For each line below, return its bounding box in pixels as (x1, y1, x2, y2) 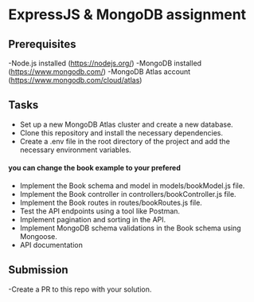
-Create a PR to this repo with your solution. (8, 284, 152, 294)
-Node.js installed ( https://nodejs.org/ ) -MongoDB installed (8, 58, 201, 68)
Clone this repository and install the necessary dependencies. (19, 127, 223, 137)
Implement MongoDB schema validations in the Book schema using (19, 223, 241, 233)
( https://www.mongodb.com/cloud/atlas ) (8, 76, 143, 84)
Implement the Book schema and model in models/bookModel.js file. (19, 181, 245, 190)
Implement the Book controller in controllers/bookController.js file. (19, 190, 236, 199)
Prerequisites (8, 37, 76, 51)
